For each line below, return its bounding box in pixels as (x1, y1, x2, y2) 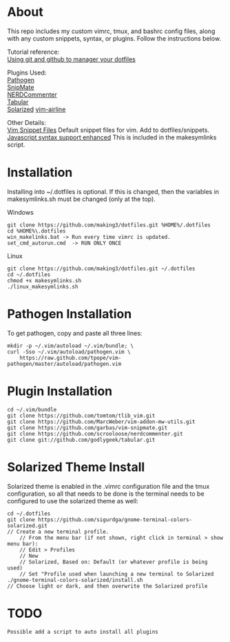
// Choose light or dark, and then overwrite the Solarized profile (7, 583, 208, 590)
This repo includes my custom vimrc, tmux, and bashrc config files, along (7, 27, 216, 35)
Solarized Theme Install (7, 459, 145, 475)
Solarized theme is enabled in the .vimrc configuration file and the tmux (7, 482, 210, 490)
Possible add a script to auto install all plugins (7, 628, 158, 635)
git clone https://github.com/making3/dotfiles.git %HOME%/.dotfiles (7, 222, 211, 228)
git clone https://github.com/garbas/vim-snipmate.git (7, 424, 168, 431)
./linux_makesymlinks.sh (7, 283, 79, 290)
